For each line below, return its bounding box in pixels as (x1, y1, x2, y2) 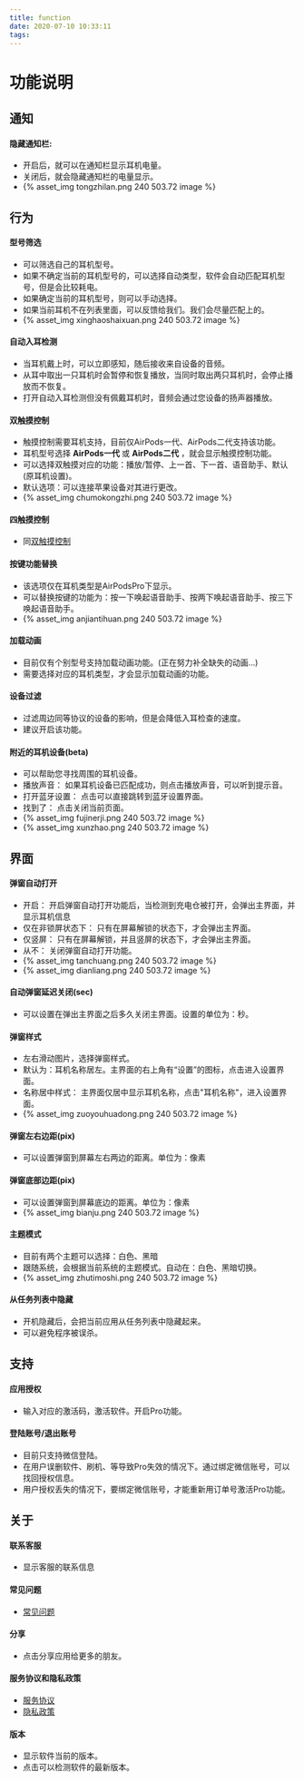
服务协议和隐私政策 (9, 1673, 82, 1684)
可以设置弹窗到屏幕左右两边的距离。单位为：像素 (22, 1152, 206, 1163)
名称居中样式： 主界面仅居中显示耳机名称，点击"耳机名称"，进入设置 (22, 1087, 279, 1098)
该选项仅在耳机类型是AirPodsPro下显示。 (22, 580, 177, 591)
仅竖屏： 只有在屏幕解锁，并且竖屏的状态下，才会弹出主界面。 (22, 934, 256, 944)
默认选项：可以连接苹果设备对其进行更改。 (22, 482, 182, 493)
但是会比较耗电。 (38, 281, 103, 292)
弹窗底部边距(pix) (9, 1174, 75, 1185)
